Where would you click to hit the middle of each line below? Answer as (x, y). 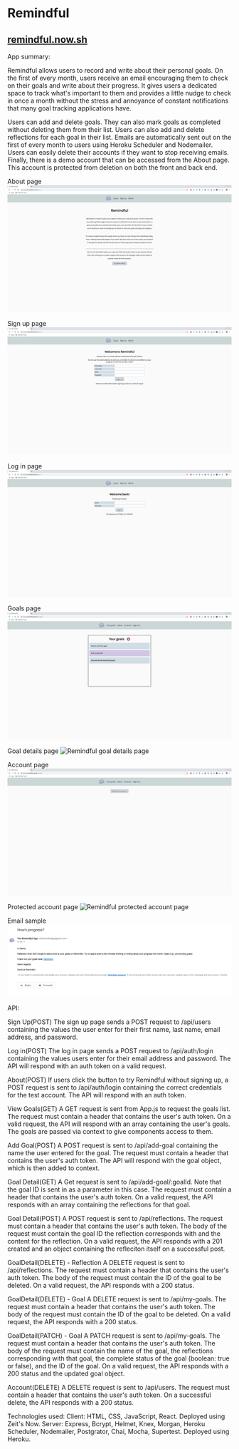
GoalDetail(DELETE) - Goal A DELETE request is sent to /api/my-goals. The (117, 1299)
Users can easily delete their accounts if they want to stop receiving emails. (118, 152)
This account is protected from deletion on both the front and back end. (113, 168)
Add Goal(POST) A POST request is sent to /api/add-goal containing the (113, 1145)
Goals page (24, 608)
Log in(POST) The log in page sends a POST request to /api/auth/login (110, 1051)
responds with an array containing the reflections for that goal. (99, 1205)
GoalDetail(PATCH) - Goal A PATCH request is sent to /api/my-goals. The (114, 1336)
